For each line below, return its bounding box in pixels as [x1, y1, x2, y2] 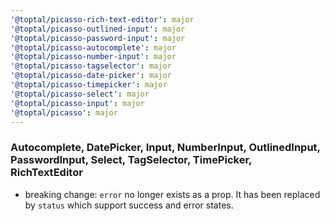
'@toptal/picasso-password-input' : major [10, 33, 186, 43]
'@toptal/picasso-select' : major [10, 89, 150, 99]
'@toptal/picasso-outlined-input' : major [10, 24, 186, 34]
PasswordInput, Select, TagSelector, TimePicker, [10, 153, 252, 167]
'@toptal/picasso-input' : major [10, 98, 145, 108]
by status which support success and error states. [24, 199, 234, 211]
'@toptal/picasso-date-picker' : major [10, 71, 172, 81]
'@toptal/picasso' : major [10, 107, 118, 118]
